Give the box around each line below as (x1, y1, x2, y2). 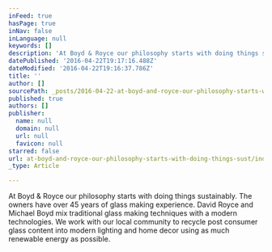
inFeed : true (8, 11, 53, 20)
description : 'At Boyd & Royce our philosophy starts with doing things (8, 49, 259, 57)
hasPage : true (8, 19, 57, 27)
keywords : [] (8, 42, 53, 50)
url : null (15, 132, 49, 140)
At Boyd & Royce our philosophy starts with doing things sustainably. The (8, 191, 253, 201)
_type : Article (8, 162, 60, 170)
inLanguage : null (8, 34, 67, 43)
